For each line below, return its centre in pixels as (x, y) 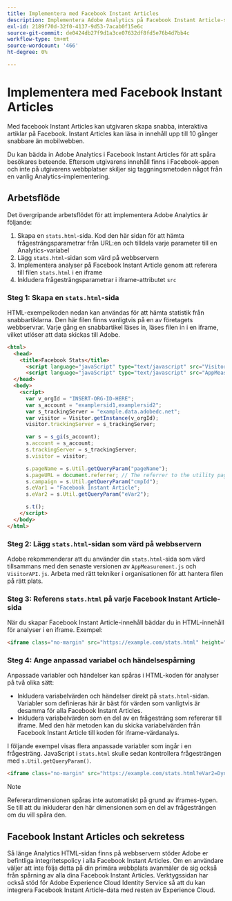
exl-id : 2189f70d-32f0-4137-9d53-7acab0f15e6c (75, 26)
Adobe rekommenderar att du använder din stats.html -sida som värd (106, 559)
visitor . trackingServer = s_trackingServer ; (90, 425)
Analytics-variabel (43, 250)
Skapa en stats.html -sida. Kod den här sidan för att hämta (101, 235)
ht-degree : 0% (28, 53)
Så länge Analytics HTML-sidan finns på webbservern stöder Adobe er (108, 853)
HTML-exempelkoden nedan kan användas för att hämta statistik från (106, 313)
